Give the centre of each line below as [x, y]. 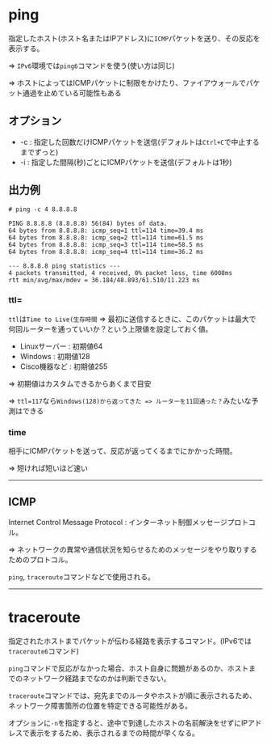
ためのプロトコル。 [40, 559]
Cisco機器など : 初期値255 [64, 366]
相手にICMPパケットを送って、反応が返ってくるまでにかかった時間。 [123, 451]
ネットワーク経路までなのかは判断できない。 [96, 678]
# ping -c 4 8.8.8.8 [43, 209]
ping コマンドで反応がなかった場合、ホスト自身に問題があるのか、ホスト [129, 668]
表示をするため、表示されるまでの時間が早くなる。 [114, 733]
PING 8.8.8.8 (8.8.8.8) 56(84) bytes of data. [88, 223]
